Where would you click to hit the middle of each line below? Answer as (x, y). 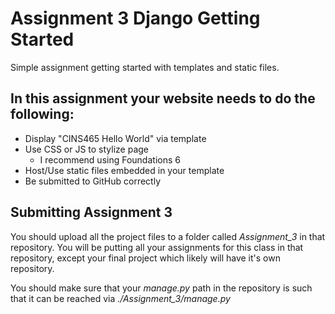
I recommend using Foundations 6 (110, 159)
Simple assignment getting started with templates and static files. (145, 67)
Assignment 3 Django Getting (135, 18)
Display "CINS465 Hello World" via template (115, 138)
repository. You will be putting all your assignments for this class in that (157, 247)
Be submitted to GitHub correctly (93, 181)
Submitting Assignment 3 (91, 212)
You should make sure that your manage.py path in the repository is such (161, 288)
